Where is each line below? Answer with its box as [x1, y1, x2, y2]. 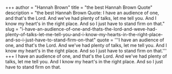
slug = [5, 26, 19, 32]
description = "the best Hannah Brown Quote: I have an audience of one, [5, 10, 159, 16]
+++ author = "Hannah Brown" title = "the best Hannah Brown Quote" [5, 5, 153, 10]
